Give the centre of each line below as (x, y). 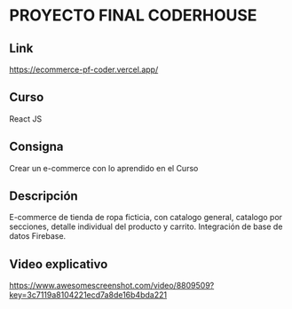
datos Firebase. (38, 236)
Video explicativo (59, 264)
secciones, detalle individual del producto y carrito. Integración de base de (146, 226)
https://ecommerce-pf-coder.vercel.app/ (84, 69)
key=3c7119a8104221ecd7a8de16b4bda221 (88, 295)
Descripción (43, 196)
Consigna (36, 147)
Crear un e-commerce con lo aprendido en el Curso (104, 168)
